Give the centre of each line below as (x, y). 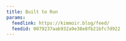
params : (16, 17)
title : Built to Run (32, 12)
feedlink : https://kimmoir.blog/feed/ (61, 23)
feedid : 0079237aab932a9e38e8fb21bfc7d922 (66, 29)
